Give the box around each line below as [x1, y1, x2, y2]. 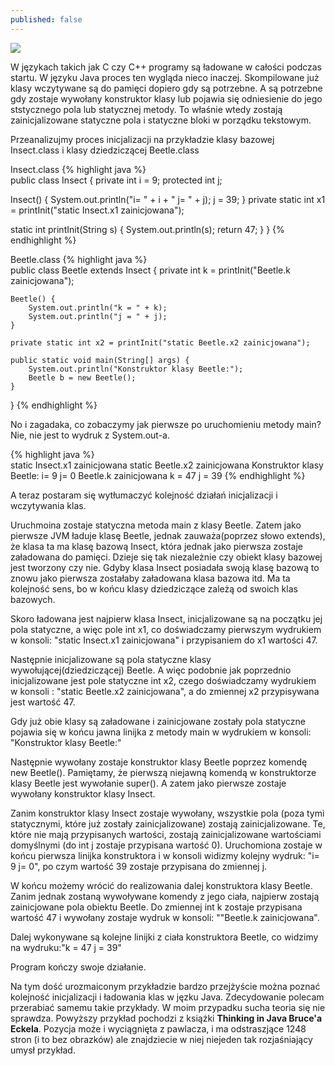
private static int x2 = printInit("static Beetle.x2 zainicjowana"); [10, 337, 311, 348]
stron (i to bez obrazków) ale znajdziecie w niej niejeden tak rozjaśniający [10, 1033, 313, 1045]
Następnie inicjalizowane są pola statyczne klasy [10, 653, 212, 665]
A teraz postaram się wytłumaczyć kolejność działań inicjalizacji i [10, 489, 278, 501]
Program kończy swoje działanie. [10, 961, 147, 973]
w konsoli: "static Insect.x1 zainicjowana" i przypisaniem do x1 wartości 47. [10, 634, 318, 646]
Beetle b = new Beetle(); [28, 372, 137, 383]
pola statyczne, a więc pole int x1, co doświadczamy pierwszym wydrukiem [10, 623, 322, 635]
